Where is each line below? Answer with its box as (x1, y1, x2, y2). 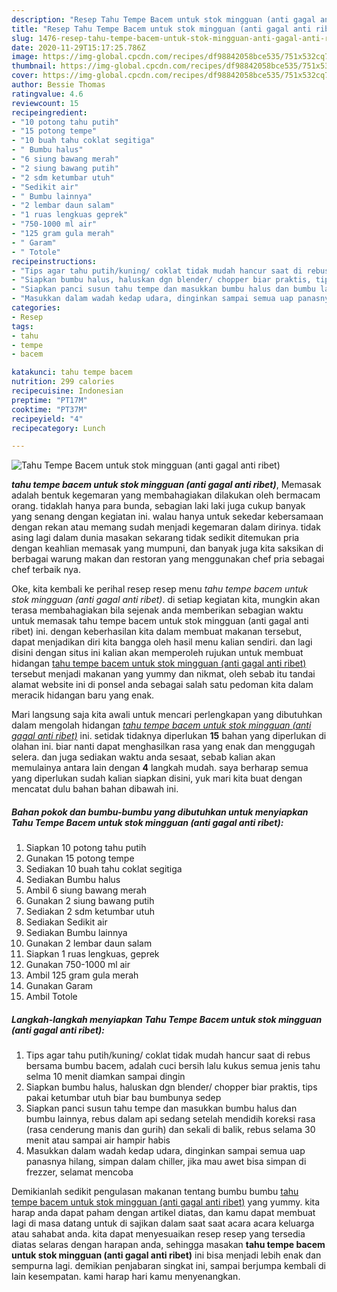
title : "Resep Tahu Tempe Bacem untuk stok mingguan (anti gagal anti (11, 24, 312, 34)
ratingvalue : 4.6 (11, 89, 84, 99)
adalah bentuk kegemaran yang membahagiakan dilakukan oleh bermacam (11, 489, 321, 501)
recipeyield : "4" (11, 414, 84, 424)
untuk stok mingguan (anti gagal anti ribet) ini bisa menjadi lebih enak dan (11, 1249, 322, 1261)
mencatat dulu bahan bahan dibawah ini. (11, 783, 179, 795)
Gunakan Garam (25, 980, 94, 992)
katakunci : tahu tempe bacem (11, 367, 133, 378)
